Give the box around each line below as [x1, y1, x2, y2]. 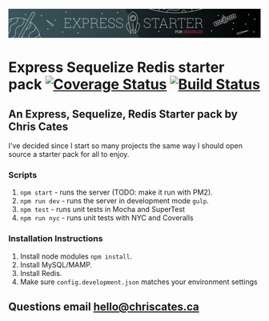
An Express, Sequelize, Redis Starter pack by [8, 107, 238, 121]
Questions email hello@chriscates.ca [8, 300, 199, 314]
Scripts [8, 170, 38, 180]
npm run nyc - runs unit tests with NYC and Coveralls [19, 213, 194, 223]
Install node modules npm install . [19, 251, 132, 261]
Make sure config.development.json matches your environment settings [19, 277, 258, 287]
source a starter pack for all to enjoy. [8, 150, 130, 159]
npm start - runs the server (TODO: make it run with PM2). [19, 187, 214, 197]
